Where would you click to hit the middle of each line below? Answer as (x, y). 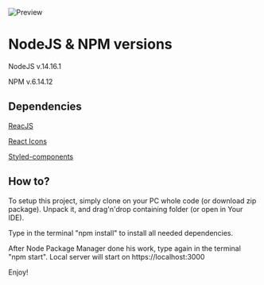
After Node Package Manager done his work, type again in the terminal (124, 248)
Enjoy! (19, 272)
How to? (29, 181)
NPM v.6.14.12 (31, 81)
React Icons (28, 141)
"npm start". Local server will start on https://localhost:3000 (107, 256)
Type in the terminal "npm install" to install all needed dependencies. (121, 233)
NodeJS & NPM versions (90, 44)
